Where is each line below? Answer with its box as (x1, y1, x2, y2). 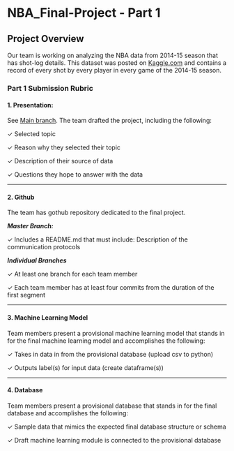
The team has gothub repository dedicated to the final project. (7, 208, 186, 217)
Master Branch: (7, 222, 54, 230)
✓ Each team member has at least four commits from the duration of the (7, 283, 214, 292)
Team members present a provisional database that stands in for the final (7, 401, 217, 410)
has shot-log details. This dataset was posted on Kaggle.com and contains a (7, 59, 227, 67)
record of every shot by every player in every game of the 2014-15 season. (7, 66, 221, 74)
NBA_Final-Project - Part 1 (7, 5, 161, 21)
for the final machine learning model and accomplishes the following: (7, 337, 205, 345)
